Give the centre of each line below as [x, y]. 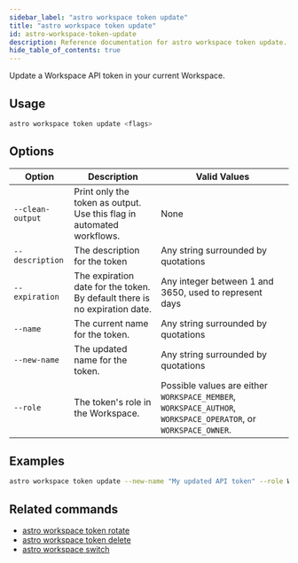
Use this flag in [105, 214]
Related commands [63, 509]
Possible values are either [215, 385]
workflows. [97, 236]
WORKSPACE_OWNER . [196, 429]
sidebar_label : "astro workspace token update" [99, 17]
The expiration [104, 276]
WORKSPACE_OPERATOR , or [208, 418]
